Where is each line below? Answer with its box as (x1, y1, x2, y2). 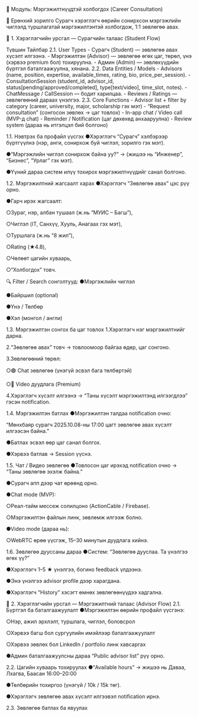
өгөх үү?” (6, 555, 29, 561)
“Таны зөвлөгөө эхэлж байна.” (6, 468, 83, 475)
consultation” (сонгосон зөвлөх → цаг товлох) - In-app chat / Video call (6, 109, 183, 116)
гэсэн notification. (6, 399, 51, 405)
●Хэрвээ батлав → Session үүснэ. (6, 451, 93, 457)
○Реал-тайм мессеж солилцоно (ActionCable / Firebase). (6, 503, 150, 509)
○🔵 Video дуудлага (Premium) (6, 381, 81, 387)
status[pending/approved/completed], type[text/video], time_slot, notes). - (6, 84, 187, 91)
